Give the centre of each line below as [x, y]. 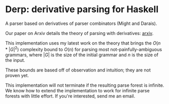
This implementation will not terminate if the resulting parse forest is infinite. [85, 85]
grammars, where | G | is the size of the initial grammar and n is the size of [82, 55]
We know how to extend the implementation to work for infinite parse [77, 90]
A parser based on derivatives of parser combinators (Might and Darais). [81, 23]
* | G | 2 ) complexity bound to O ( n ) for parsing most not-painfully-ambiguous [84, 49]
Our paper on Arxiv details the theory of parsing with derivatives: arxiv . [79, 33]
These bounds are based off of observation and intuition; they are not [78, 70]
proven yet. [17, 75]
